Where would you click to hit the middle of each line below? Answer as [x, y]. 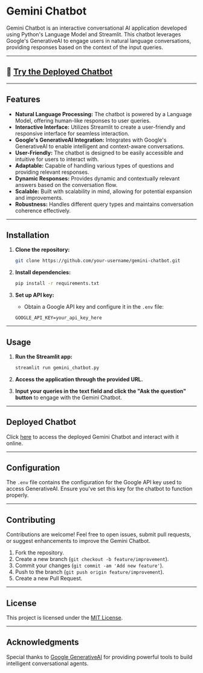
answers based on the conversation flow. [66, 185]
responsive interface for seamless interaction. [72, 133]
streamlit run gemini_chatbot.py [57, 367]
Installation [28, 235]
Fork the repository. [40, 553]
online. [14, 443]
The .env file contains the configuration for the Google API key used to [94, 482]
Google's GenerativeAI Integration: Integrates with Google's [91, 140]
